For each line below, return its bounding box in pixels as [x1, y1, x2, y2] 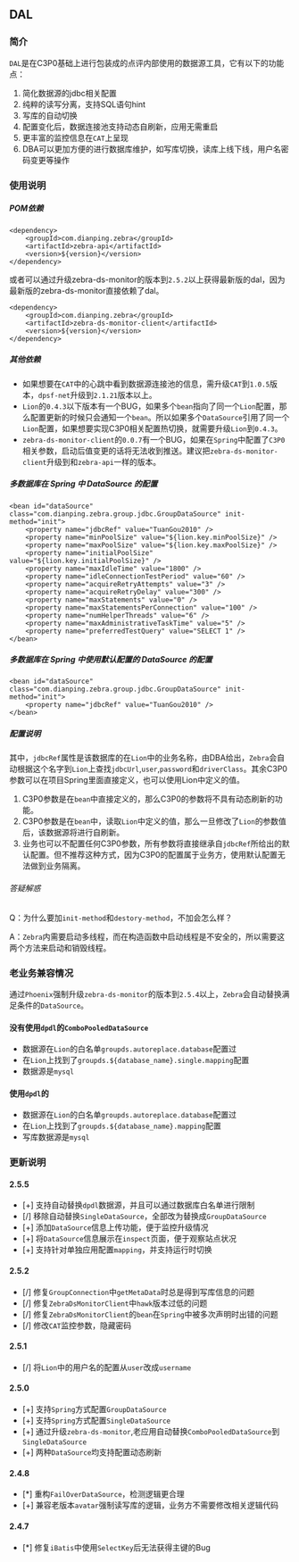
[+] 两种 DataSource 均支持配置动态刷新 [21, 1447, 162, 1458]
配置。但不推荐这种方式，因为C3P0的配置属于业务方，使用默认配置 [29, 850, 278, 860]
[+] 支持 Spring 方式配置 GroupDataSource [21, 1404, 167, 1415]
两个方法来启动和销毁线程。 [9, 942, 112, 953]
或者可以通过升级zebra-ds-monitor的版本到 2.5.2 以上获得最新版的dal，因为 [9, 274, 286, 285]
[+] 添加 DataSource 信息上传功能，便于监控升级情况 [21, 1222, 209, 1233]
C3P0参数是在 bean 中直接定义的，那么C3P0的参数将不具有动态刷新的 [21, 793, 275, 804]
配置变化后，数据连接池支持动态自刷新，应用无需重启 [21, 120, 219, 132]
